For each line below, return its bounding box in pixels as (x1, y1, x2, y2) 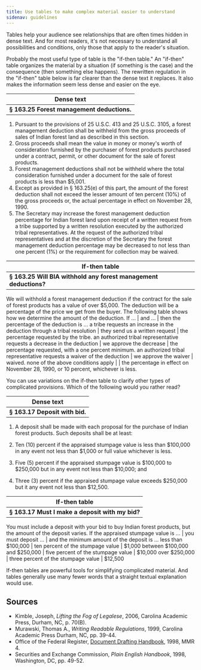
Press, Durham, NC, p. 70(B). (14, 619, 87, 626)
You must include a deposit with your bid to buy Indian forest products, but (6, 523, 190, 530)
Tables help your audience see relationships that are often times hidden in (6, 31, 188, 38)
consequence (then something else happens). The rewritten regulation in (6, 68, 186, 75)
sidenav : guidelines (6, 14, 58, 20)
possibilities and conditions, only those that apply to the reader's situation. (6, 43, 190, 51)
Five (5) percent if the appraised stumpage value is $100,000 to (14, 459, 172, 466)
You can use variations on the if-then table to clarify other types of (6, 377, 170, 384)
